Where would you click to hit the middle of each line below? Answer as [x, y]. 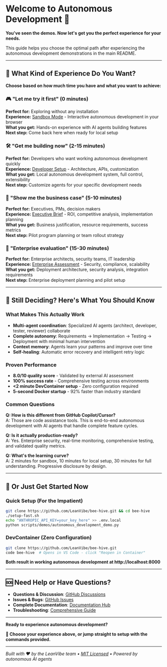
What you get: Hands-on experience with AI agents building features [76, 127]
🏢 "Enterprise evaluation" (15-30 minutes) [57, 248]
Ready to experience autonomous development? [57, 625]
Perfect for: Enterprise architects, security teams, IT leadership [70, 259]
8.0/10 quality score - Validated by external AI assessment [73, 375]
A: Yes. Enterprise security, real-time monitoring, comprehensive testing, [80, 441]
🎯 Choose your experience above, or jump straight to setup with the [77, 634]
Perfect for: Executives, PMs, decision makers [53, 209]
